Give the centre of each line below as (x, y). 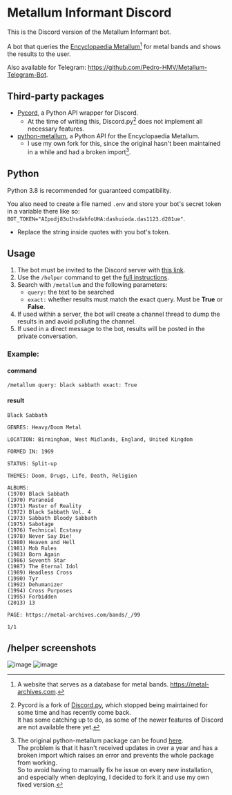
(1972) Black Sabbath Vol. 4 (49, 512)
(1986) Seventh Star (37, 560)
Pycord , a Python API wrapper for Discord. (78, 113)
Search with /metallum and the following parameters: (92, 285)
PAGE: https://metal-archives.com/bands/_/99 (74, 615)
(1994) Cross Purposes (40, 590)
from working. (37, 763)
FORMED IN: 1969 (30, 451)
